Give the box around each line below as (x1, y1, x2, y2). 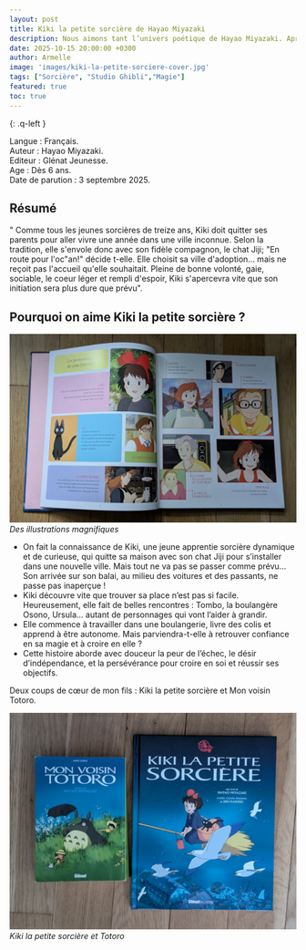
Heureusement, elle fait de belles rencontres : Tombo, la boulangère (22, 600, 279, 610)
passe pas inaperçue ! (22, 580, 107, 591)
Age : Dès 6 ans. (9, 164, 72, 175)
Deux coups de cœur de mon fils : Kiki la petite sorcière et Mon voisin (9, 685, 270, 696)
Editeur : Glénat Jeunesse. (9, 155, 108, 166)
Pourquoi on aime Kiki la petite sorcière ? (9, 309, 246, 325)
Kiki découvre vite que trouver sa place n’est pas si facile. (22, 590, 240, 601)
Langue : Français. (9, 135, 79, 146)
